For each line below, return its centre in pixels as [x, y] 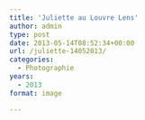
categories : [32, 60]
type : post [30, 34]
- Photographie [46, 69]
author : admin [36, 26]
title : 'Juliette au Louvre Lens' [74, 18]
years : [22, 77]
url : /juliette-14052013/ [58, 51]
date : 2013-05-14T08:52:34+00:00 [72, 43]
